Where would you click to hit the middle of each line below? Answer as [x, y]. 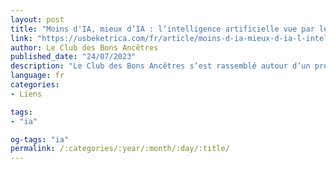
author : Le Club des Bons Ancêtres [84, 47]
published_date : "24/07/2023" [73, 57]
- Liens [26, 94]
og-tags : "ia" [40, 139]
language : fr [37, 76]
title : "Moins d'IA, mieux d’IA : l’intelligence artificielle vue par [162, 29]
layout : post [37, 19]
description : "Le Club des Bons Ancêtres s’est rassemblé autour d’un [160, 66]
